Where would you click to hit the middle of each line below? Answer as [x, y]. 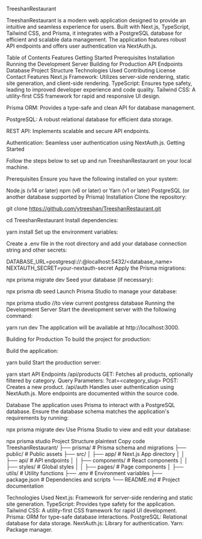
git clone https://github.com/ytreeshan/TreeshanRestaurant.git [84, 208]
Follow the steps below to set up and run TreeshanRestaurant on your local [99, 161]
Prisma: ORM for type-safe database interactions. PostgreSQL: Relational [97, 517]
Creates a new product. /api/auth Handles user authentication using [90, 387]
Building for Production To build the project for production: [79, 339]
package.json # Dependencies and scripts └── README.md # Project [93, 479]
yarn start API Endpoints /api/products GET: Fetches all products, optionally [100, 374]
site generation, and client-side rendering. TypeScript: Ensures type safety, [99, 83]
